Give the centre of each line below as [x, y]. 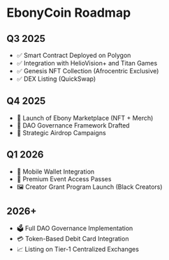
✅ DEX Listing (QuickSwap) [56, 79]
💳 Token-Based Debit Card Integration [73, 239]
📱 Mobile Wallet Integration [56, 171]
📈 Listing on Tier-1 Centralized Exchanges [78, 250]
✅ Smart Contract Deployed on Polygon [74, 55]
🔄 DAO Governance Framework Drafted [73, 125]
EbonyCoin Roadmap [69, 13]
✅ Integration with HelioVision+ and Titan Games [87, 63]
